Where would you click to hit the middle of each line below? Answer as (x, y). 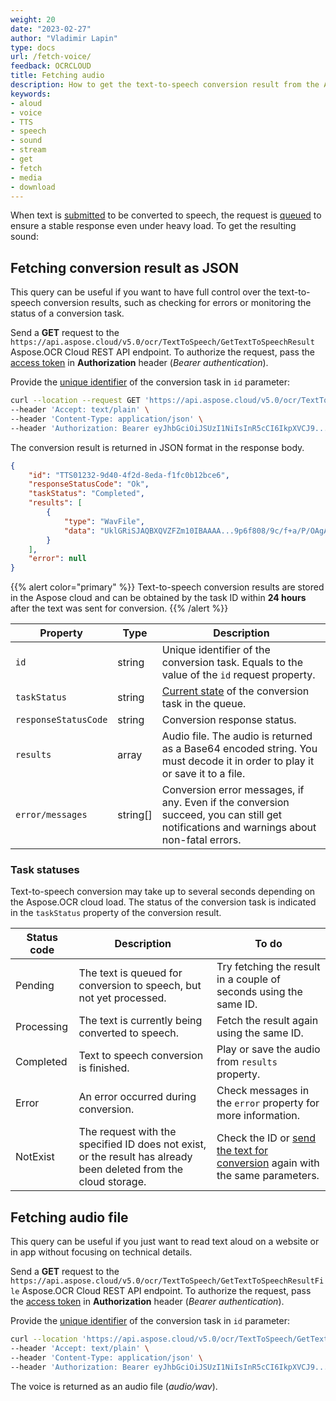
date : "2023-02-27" (51, 29)
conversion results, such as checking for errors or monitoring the (177, 303)
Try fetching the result (268, 967)
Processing (42, 1027)
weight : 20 (33, 19)
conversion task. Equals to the (232, 663)
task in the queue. (204, 704)
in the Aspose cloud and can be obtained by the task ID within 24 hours (158, 598)
